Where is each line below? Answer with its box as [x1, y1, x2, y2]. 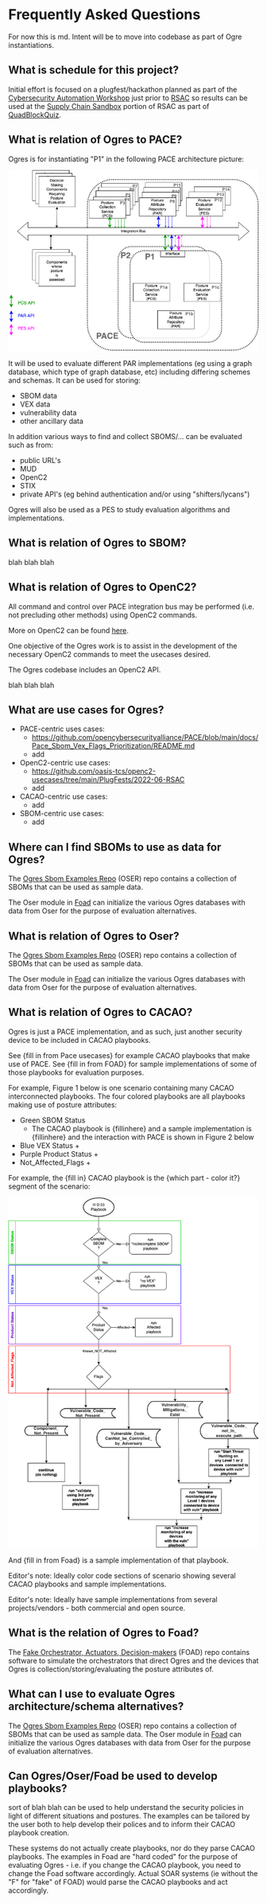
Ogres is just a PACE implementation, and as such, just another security [8, 1026, 242, 1036]
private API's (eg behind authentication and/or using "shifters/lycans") [19, 489, 250, 499]
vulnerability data [19, 407, 77, 417]
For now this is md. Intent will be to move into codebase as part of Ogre [8, 32, 242, 41]
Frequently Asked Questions [8, 6, 201, 24]
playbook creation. [8, 1828, 70, 1838]
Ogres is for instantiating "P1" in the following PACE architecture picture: [8, 154, 245, 164]
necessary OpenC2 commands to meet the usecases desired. [8, 649, 211, 659]
